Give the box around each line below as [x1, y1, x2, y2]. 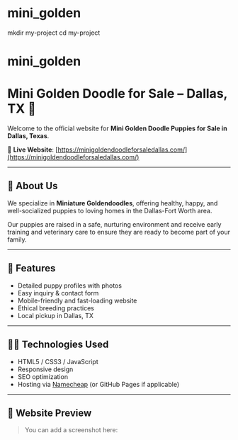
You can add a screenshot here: [24, 426, 118, 434]
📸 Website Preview [7, 407, 92, 419]
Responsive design [17, 365, 74, 373]
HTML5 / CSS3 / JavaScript [17, 357, 99, 366]
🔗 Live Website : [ [7, 145, 58, 154]
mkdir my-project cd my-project [7, 28, 101, 37]
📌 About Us [7, 180, 58, 192]
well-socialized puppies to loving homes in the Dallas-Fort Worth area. [7, 206, 212, 215]
